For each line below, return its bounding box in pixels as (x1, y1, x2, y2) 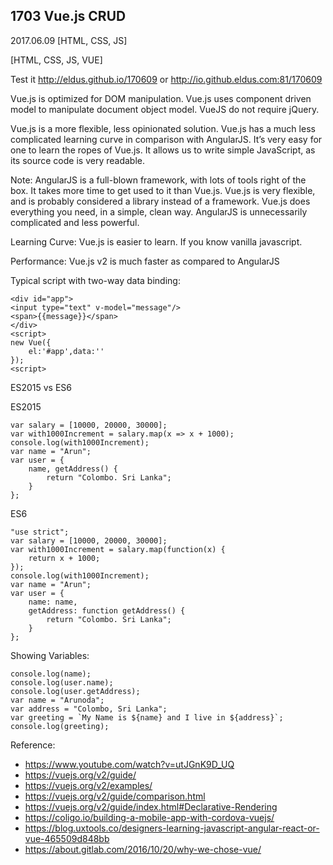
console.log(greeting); (10, 721, 110, 731)
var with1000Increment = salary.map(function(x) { (10, 544, 226, 554)
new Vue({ (10, 337, 52, 348)
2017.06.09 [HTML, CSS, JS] (10, 34, 128, 46)
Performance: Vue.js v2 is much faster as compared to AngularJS (10, 255, 280, 267)
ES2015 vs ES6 (10, 381, 72, 393)
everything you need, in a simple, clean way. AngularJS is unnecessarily (10, 205, 308, 218)
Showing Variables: (10, 649, 90, 661)
